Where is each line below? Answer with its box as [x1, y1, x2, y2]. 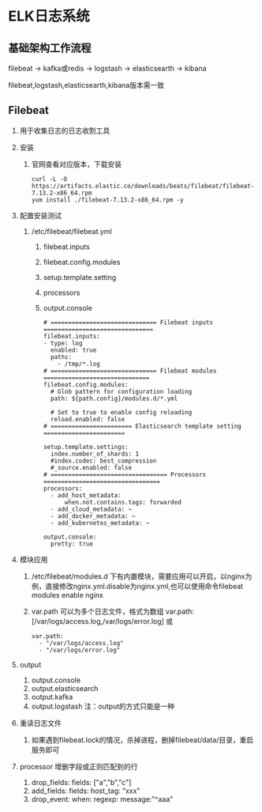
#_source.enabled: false [50, 463, 133, 471]
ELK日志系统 [8, 7, 90, 25]
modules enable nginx [31, 590, 104, 599]
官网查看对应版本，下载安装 [31, 159, 122, 168]
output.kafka [31, 692, 73, 701]
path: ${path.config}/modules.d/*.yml [50, 395, 178, 402]
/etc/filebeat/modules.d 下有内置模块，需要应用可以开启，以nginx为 [31, 571, 253, 581]
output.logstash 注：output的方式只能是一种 [31, 701, 175, 711]
